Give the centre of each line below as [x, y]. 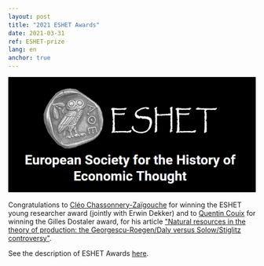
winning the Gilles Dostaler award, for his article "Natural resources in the [127, 221]
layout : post [29, 16]
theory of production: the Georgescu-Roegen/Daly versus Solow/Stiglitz [125, 230]
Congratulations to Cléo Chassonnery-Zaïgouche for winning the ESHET [125, 205]
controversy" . [30, 238]
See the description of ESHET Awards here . [79, 253]
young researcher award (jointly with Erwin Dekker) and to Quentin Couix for [132, 213]
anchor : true [29, 58]
